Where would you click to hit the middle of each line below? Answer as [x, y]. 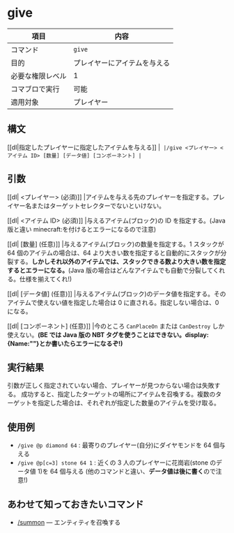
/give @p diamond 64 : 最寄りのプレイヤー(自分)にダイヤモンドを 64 [114, 445]
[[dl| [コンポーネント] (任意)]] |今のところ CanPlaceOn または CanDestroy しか [116, 326]
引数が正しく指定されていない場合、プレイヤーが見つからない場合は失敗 [111, 386]
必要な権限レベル [39, 76]
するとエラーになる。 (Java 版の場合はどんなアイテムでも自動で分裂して [110, 270]
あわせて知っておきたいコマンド [76, 504]
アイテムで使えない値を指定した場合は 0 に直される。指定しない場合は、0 [113, 302]
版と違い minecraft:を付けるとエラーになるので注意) [82, 229]
